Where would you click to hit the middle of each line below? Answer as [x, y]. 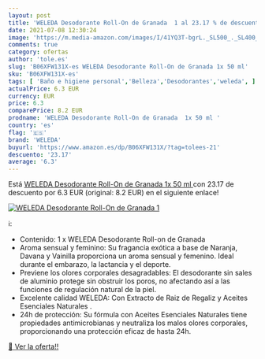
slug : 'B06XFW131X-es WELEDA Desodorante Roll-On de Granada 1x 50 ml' [128, 67]
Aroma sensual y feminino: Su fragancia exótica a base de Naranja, [129, 248]
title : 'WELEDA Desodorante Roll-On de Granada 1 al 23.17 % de [118, 23]
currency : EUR [32, 96]
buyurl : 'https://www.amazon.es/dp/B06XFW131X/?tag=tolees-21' [114, 147]
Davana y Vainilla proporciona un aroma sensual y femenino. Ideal [127, 256]
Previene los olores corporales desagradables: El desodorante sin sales [136, 273]
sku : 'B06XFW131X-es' [44, 74]
